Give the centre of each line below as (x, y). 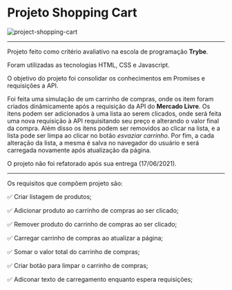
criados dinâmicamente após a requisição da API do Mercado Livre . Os (109, 106)
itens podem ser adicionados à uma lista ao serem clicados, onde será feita (115, 113)
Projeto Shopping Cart (72, 13)
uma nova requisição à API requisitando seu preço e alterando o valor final (113, 121)
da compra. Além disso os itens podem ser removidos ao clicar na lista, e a (114, 128)
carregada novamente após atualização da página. (79, 150)
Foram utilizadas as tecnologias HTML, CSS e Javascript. (89, 65)
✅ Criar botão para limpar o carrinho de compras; (78, 265)
